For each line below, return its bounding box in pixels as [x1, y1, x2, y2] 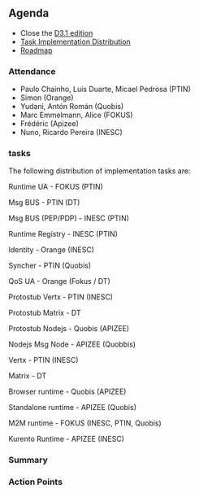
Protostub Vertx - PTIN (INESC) [8, 292, 114, 302]
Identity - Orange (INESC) [8, 245, 95, 255]
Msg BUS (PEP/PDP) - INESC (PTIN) [8, 213, 130, 223]
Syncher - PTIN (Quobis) [8, 260, 92, 271]
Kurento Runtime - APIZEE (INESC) [8, 434, 124, 444]
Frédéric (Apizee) [19, 119, 80, 129]
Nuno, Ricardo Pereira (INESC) [19, 128, 123, 137]
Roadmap [19, 45, 53, 55]
